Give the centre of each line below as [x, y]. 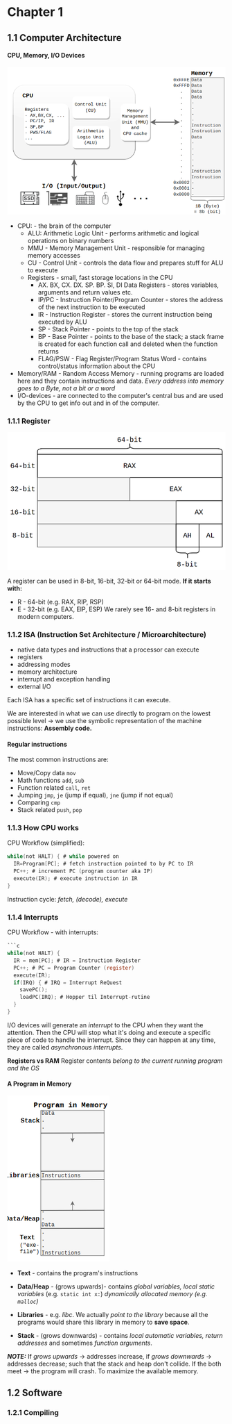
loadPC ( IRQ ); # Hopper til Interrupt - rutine [85, 997]
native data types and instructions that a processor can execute [108, 649]
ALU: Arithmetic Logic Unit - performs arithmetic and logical [113, 233]
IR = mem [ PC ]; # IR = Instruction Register [77, 960]
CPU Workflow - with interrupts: [53, 932]
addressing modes [44, 664]
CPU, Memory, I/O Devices [46, 56]
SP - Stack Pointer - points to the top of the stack [108, 329]
